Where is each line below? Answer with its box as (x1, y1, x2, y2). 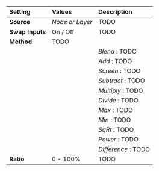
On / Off (51, 28, 75, 36)
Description (98, 8, 132, 16)
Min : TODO (98, 116, 131, 124)
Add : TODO (98, 57, 132, 65)
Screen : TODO (98, 67, 141, 75)
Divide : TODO (98, 96, 139, 104)
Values (51, 8, 72, 16)
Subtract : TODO (98, 76, 145, 85)
